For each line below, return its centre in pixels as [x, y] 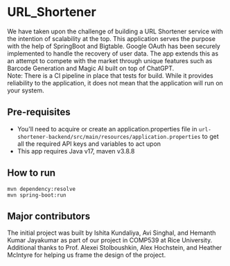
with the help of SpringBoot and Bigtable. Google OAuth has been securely [114, 46]
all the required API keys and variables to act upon [89, 144]
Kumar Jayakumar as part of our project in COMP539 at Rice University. [110, 240]
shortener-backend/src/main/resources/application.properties [109, 137]
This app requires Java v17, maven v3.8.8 [76, 151]
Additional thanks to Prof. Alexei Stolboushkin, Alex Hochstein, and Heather [115, 248]
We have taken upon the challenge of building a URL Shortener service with [115, 31]
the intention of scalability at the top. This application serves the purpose [112, 38]
